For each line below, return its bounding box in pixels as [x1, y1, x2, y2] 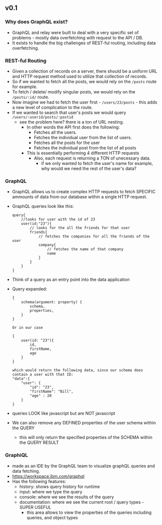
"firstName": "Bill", [30, 389, 74, 394]
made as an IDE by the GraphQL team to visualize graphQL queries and [12, 463, 155, 469]
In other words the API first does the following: [26, 124, 120, 130]
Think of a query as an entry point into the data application [12, 277, 130, 283]
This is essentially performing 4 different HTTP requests [26, 150, 140, 156]
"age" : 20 [30, 394, 52, 398]
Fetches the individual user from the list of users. [34, 134, 132, 140]
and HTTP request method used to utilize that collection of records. [12, 73, 147, 79]
